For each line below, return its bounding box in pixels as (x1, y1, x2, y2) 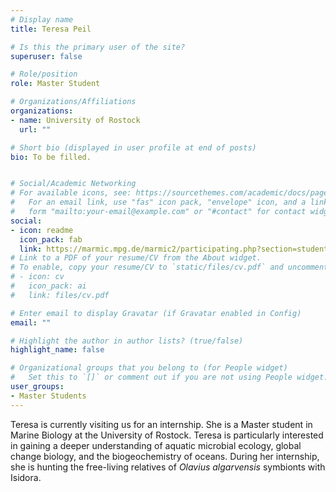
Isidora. (10, 471, 42, 483)
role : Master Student (10, 79, 101, 89)
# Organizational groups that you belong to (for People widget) (10, 363, 288, 373)
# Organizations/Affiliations (10, 97, 137, 107)
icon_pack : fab (19, 234, 83, 245)
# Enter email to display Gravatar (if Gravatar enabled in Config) (10, 308, 302, 318)
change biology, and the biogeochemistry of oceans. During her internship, (10, 450, 320, 462)
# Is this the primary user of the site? (10, 42, 186, 52)
